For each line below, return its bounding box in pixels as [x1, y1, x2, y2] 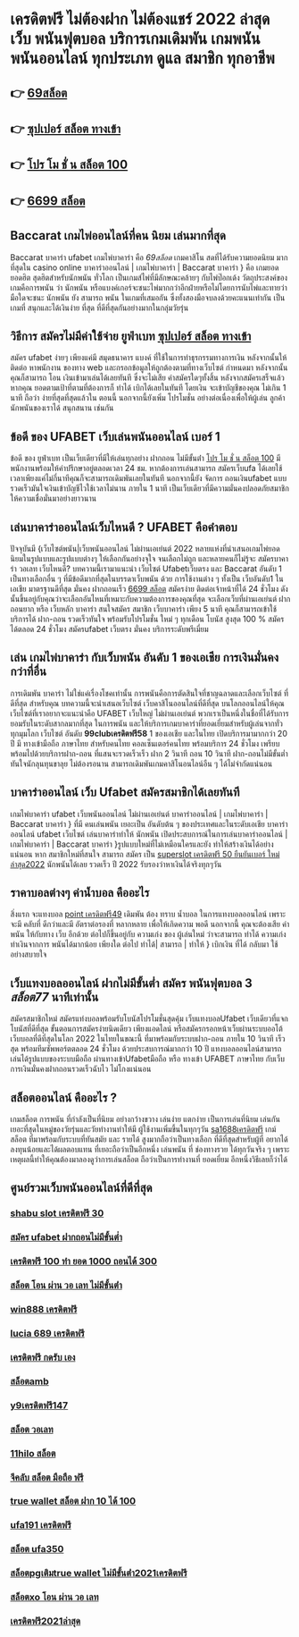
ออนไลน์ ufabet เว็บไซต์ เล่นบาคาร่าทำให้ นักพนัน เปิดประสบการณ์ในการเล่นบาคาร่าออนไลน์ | [10, 828, 288, 840]
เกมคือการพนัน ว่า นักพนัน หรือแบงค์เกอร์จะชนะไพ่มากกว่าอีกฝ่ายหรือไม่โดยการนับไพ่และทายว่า [10, 282, 288, 292]
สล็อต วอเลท [10, 1422, 54, 1435]
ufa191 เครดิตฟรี [10, 1519, 72, 1532]
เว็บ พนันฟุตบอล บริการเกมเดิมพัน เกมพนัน [10, 29, 262, 49]
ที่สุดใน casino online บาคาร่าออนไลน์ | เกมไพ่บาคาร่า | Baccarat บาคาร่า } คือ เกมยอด [10, 262, 279, 273]
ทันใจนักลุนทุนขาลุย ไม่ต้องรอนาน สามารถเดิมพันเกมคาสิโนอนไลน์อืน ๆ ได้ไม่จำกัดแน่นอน [10, 758, 273, 769]
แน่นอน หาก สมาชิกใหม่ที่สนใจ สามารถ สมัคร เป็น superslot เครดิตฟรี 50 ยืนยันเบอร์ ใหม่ [10, 848, 280, 859]
